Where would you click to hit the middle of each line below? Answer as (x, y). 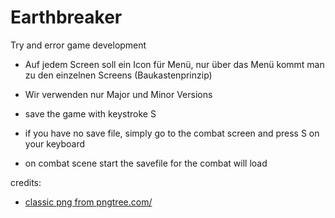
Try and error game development (78, 45)
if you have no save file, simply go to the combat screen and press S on (172, 133)
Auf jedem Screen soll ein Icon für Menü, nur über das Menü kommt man (174, 64)
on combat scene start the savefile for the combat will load (146, 163)
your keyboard (55, 143)
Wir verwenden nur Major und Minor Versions (118, 94)
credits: (26, 182)
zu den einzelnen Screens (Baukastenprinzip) (118, 75)
